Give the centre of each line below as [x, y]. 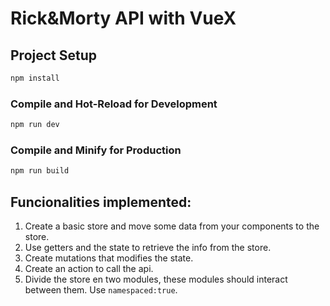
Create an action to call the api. [89, 269]
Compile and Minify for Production [96, 150]
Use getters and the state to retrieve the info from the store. [148, 248]
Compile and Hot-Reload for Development [114, 104]
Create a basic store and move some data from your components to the [172, 226]
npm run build [40, 171]
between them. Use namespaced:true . [101, 290]
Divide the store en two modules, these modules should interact [156, 279]
